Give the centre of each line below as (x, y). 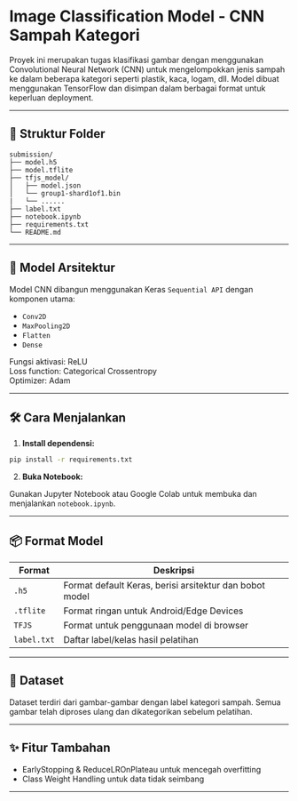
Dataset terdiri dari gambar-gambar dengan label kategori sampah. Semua (145, 702)
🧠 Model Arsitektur (62, 268)
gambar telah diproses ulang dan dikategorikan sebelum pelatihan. (131, 711)
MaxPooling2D (46, 326)
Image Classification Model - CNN (137, 16)
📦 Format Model (56, 541)
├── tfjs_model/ (39, 178)
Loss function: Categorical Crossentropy (83, 371)
